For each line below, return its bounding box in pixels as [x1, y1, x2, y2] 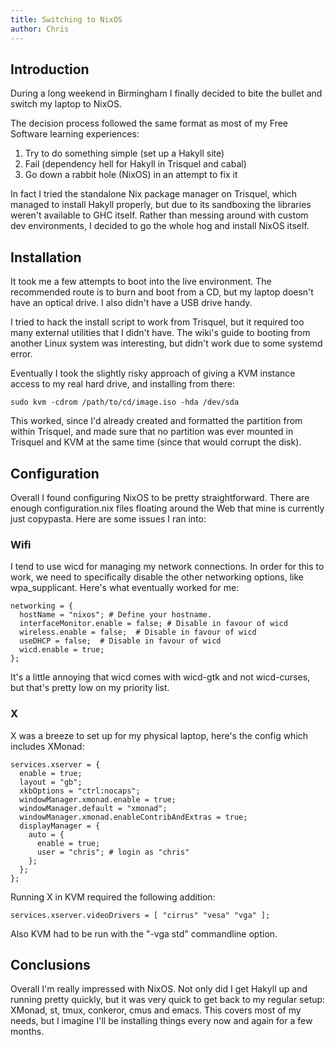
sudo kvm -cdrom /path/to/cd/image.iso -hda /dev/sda [10, 397, 240, 408]
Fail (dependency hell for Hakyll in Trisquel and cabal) [24, 158, 247, 170]
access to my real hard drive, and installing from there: [10, 378, 235, 390]
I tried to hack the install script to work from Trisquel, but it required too [10, 316, 305, 328]
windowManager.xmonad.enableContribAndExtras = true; [19, 812, 248, 822]
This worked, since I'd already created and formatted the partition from [10, 415, 303, 427]
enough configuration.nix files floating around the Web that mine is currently [10, 502, 325, 514]
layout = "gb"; [19, 777, 83, 787]
